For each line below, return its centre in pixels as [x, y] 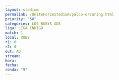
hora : [11, 61]
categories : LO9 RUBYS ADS [33, 24]
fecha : [12, 65]
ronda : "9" [16, 70]
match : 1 [14, 33]
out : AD [13, 51]
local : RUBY [17, 38]
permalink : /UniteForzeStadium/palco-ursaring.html [59, 14]
